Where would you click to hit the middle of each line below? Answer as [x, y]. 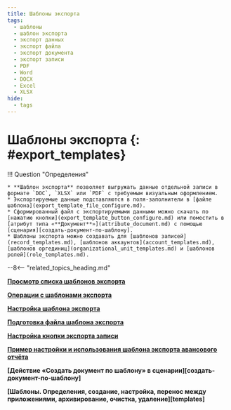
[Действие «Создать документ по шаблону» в [79, 370]
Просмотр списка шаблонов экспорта [66, 281]
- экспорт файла [37, 46]
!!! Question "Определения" [48, 174]
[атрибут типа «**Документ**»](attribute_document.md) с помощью [105, 224]
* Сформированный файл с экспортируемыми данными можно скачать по [108, 211]
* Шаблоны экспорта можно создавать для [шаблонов [83, 236]
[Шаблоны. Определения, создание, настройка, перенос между [107, 391]
